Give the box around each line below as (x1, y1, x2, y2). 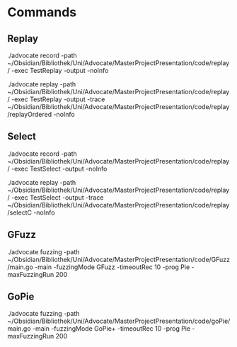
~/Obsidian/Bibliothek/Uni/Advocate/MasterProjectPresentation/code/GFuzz (7, 255, 231, 263)
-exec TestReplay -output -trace (11, 95, 105, 103)
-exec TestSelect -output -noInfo (11, 164, 108, 173)
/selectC (7, 208, 32, 217)
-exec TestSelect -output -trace (11, 193, 104, 202)
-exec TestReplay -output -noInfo (11, 67, 109, 74)
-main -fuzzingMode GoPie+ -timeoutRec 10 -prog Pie (32, 324, 191, 333)
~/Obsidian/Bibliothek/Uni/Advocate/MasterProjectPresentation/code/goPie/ (7, 317, 231, 326)
